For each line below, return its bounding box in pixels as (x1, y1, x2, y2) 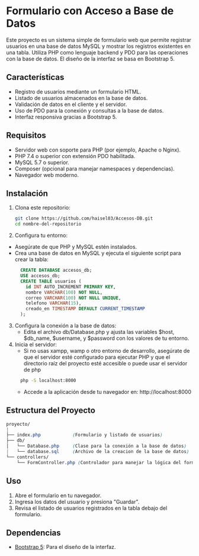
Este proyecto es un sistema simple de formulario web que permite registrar (6, 36, 191, 43)
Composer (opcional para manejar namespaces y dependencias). (14, 165, 175, 172)
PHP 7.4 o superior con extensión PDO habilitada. (14, 152, 136, 159)
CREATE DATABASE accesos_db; (20, 268, 92, 274)
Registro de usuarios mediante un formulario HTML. (14, 88, 142, 95)
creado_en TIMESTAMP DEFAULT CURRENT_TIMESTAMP (25, 306, 145, 312)
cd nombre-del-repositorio (14, 221, 82, 227)
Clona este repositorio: (14, 204, 70, 211)
